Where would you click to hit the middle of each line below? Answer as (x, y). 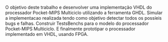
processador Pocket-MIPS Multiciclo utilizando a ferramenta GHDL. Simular (84, 13)
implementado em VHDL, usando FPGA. (47, 34)
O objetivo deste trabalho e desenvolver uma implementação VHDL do (79, 7)
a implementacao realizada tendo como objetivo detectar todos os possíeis (83, 18)
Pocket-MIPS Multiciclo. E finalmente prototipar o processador (70, 29)
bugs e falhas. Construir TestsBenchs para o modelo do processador (77, 23)
